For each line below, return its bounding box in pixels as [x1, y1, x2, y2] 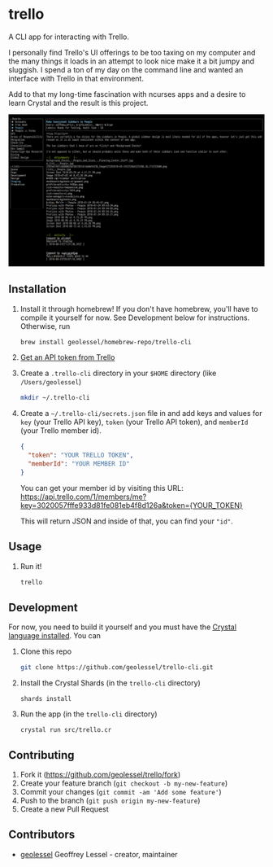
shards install [19, 695, 72, 703]
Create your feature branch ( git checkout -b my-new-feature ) [19, 778, 228, 788]
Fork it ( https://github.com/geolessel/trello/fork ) [19, 769, 181, 779]
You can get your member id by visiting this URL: [19, 483, 184, 493]
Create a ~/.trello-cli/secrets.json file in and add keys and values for [19, 409, 262, 418]
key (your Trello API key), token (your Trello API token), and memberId [19, 417, 249, 427]
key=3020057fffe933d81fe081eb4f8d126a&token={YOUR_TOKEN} [19, 500, 244, 510]
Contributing [8, 748, 75, 762]
